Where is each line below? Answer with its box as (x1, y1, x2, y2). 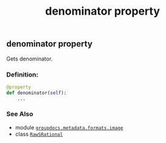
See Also (6, 110, 34, 119)
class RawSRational (15, 130, 63, 137)
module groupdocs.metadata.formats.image (15, 123, 123, 131)
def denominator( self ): (6, 90, 67, 96)
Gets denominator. (6, 55, 53, 62)
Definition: (6, 70, 38, 79)
